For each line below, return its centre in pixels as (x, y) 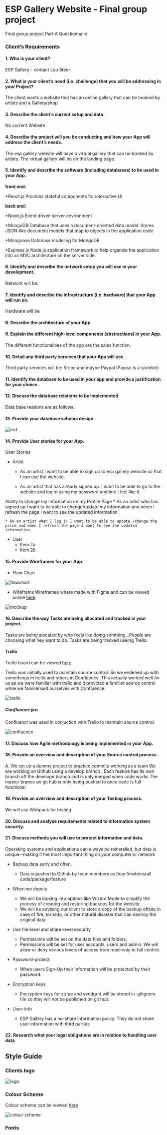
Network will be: (22, 283)
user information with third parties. (55, 1023)
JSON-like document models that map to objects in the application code (79, 231)
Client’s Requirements (33, 47)
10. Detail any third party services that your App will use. (65, 357)
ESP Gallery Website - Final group (76, 9)
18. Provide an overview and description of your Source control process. (82, 755)
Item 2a (28, 545)
